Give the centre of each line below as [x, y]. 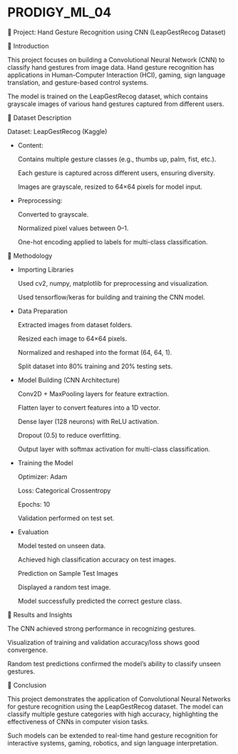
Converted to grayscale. [53, 214]
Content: [31, 145]
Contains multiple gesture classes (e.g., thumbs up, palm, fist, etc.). [117, 159]
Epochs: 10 [34, 504]
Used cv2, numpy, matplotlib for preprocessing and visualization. [113, 283]
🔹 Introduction [28, 46]
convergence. [28, 650]
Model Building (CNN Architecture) [69, 380]
